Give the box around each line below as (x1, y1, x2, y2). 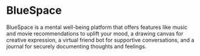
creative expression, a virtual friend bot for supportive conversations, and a (6, 36, 195, 43)
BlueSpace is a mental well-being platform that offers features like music (6, 23, 188, 31)
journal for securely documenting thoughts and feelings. (6, 43, 147, 50)
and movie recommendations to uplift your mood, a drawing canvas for (6, 30, 184, 37)
